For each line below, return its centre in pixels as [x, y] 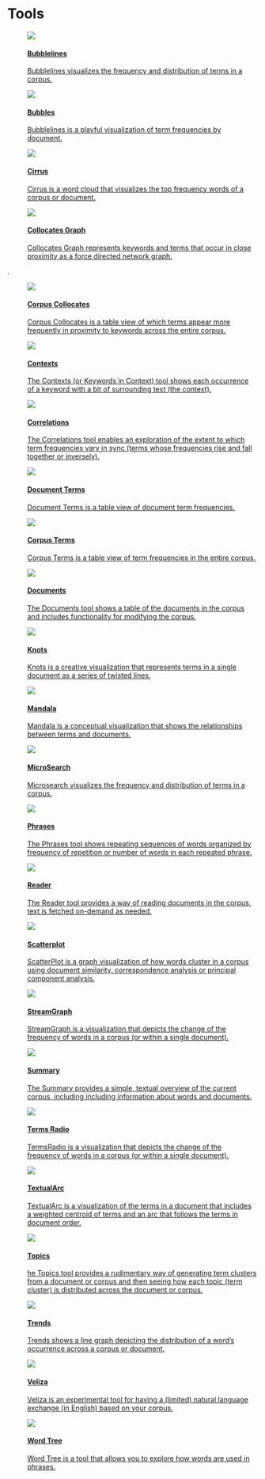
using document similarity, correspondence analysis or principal [132, 970]
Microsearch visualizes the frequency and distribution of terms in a [136, 785]
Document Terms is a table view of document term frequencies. [131, 507]
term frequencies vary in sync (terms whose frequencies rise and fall [140, 448]
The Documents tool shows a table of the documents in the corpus [136, 608]
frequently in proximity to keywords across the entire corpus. [127, 330]
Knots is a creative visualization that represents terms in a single [132, 667]
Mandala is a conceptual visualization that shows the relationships [135, 726]
